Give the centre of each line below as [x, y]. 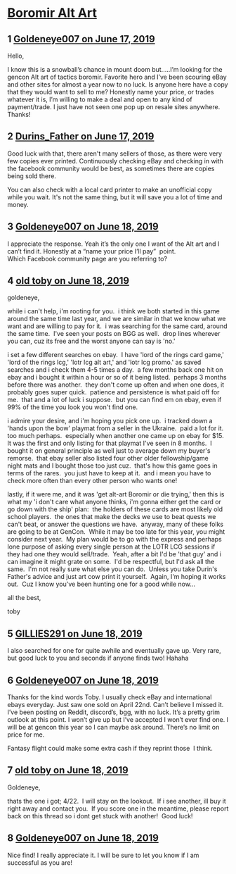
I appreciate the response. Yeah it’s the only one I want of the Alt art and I [113, 244]
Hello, [16, 56]
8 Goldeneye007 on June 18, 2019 [83, 838]
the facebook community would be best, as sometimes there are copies [111, 168]
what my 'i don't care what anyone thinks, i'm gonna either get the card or [114, 502]
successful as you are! [40, 862]
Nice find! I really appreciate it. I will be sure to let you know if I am [103, 855]
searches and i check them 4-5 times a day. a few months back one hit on [115, 370]
